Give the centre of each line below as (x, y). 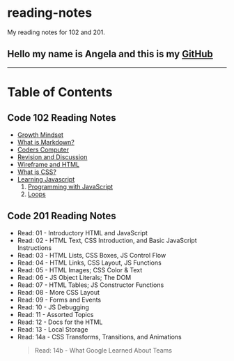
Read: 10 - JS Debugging (53, 307)
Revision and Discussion (52, 157)
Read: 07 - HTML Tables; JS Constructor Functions (91, 285)
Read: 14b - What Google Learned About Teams (103, 350)
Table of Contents (60, 92)
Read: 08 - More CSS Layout (58, 292)
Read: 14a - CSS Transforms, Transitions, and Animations (100, 337)
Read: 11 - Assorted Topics (55, 314)
